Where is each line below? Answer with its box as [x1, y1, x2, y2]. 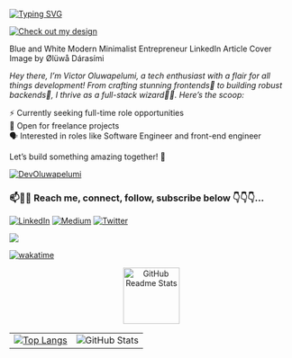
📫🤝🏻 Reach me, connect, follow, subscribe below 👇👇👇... [9, 192, 265, 204]
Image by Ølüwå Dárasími [9, 53, 105, 63]
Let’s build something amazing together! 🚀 [9, 151, 166, 162]
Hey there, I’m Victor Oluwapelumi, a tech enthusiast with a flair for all [9, 70, 270, 81]
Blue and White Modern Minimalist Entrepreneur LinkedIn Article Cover [9, 43, 272, 54]
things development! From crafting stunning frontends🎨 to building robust [9, 80, 283, 90]
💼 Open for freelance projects [9, 121, 120, 130]
